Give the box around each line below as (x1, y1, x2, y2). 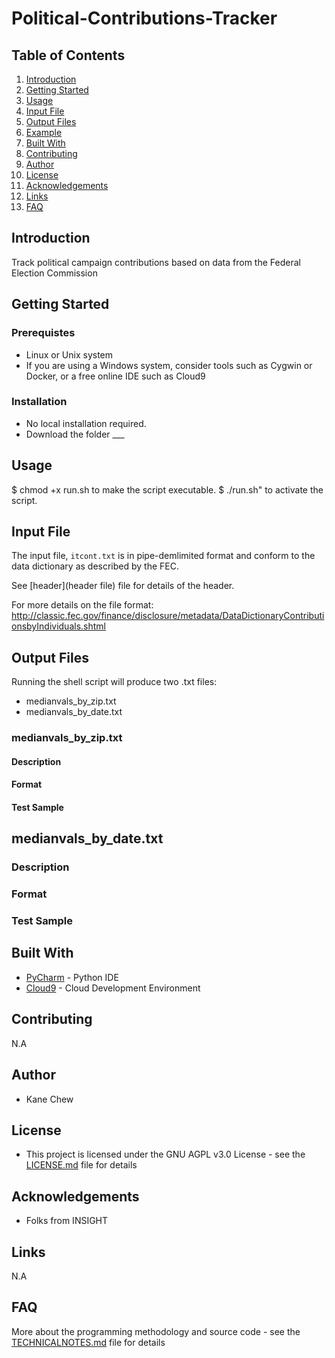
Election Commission (11, 267, 98, 279)
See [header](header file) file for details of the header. (11, 580, 235, 592)
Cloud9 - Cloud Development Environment (25, 982, 201, 994)
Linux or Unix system (25, 348, 114, 361)
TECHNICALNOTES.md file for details (11, 1336, 166, 1348)
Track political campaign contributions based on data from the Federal (11, 256, 301, 268)
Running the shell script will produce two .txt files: (11, 676, 218, 688)
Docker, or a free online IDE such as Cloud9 (25, 370, 206, 382)
